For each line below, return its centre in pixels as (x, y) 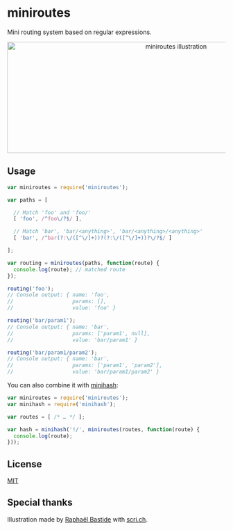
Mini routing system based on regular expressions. (79, 32)
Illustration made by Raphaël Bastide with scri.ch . (77, 519)
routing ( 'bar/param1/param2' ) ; (52, 353)
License (25, 464)
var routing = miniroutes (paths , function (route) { (83, 263)
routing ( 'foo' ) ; (31, 289)
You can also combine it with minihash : (63, 385)
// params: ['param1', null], (79, 333)
